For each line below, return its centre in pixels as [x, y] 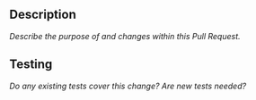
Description [43, 15]
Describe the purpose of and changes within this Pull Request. [125, 36]
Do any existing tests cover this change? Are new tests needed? [128, 86]
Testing [31, 65]
